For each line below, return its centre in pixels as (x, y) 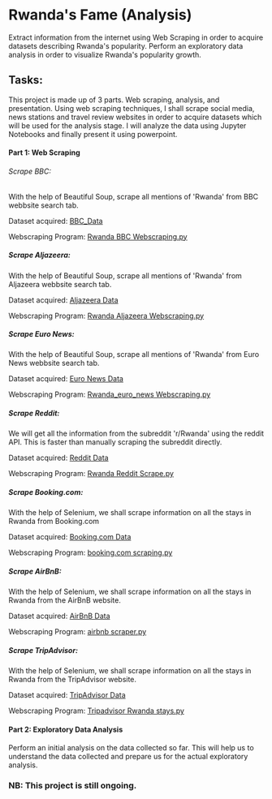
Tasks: (26, 80)
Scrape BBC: (30, 171)
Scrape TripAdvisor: (43, 650)
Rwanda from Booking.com (54, 522)
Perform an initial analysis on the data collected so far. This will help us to (131, 747)
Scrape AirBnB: (35, 571)
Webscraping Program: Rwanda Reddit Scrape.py (91, 474)
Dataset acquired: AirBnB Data (60, 616)
